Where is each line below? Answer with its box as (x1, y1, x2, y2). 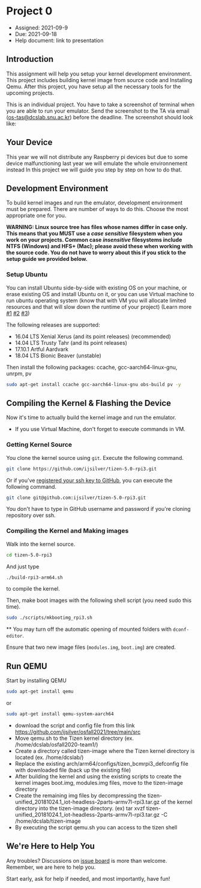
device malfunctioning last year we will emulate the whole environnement (6, 159, 188, 167)
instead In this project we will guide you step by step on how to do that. (6, 166, 182, 173)
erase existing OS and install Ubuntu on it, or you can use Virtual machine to (6, 290, 194, 297)
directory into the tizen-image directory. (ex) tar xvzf (14, 805, 145, 812)
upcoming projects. (6, 89, 55, 97)
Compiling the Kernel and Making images (6, 526, 129, 535)
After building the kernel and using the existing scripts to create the (14, 772, 182, 780)
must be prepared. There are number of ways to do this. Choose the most (6, 206, 189, 213)
